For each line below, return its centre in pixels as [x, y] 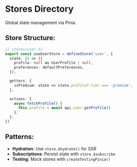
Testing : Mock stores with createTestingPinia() [61, 159]
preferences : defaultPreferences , [49, 68]
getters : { [21, 81]
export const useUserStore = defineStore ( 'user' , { [59, 54]
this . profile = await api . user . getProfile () [64, 108]
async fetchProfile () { [38, 103]
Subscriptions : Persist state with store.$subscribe [64, 154]
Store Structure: [30, 38]
